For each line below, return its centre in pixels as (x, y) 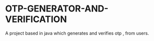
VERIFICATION (36, 19)
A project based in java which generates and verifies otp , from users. (77, 33)
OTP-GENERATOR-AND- (57, 9)
